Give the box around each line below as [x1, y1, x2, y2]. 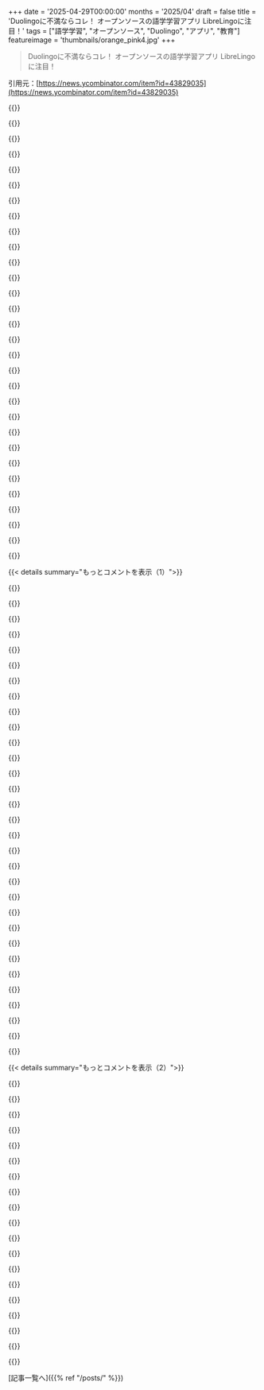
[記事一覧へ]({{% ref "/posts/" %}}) [8, 1373, 124, 1382]
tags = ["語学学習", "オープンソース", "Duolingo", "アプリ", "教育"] [26, 26, 240, 35]
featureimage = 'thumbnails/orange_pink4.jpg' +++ [8, 35, 176, 45]
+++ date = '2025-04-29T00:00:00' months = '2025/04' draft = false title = [8, 7, 257, 16]
